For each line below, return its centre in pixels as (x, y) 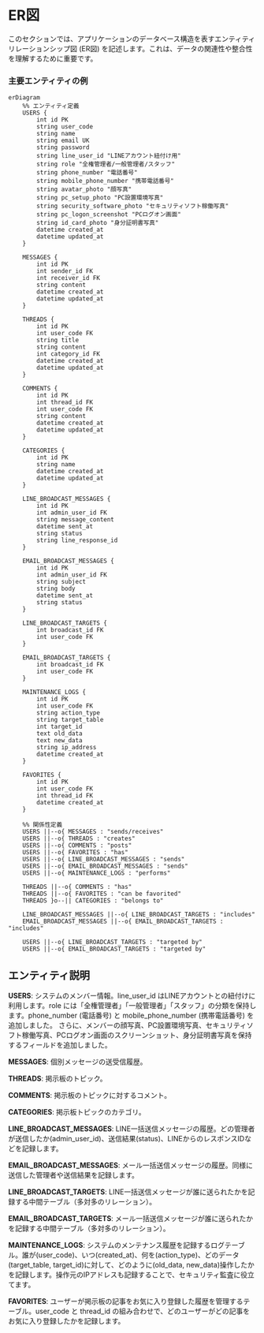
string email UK (63, 141)
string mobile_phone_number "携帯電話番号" (106, 181)
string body (56, 589)
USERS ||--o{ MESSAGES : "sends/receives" (93, 832)
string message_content (75, 520)
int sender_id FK (65, 271)
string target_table (70, 720)
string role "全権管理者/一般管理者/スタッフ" (106, 164)
